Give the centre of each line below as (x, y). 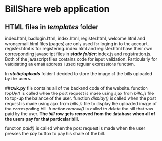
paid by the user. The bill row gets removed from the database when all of (80, 114)
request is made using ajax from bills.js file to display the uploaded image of (81, 103)
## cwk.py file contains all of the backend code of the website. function (76, 88)
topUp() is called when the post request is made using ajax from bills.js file (80, 93)
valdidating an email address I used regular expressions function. (70, 64)
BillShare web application (57, 9)
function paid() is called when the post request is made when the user (75, 128)
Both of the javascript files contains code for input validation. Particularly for (81, 59)
